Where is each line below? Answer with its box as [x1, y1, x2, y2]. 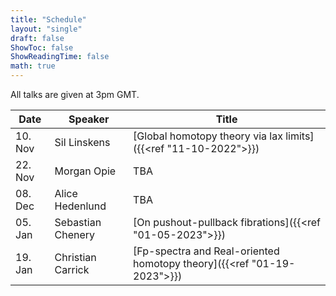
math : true [10, 61, 56, 71]
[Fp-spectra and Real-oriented [133, 244, 280, 258]
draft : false [10, 33, 65, 43]
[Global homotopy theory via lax [133, 129, 283, 143]
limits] [285, 129, 315, 143]
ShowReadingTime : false [10, 52, 110, 62]
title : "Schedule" [10, 14, 87, 25]
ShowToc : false [10, 42, 74, 53]
